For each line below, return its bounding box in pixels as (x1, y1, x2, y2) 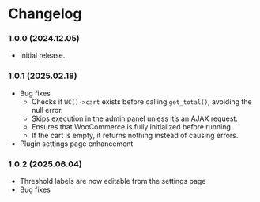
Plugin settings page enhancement (19, 139, 134, 148)
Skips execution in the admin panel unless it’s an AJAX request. (31, 114, 239, 123)
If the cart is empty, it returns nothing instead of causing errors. (31, 130, 239, 140)
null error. (31, 105, 63, 114)
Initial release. (19, 50, 66, 60)
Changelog (8, 5, 82, 23)
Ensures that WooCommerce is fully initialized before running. (31, 122, 233, 131)
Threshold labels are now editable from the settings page (19, 177, 206, 186)
